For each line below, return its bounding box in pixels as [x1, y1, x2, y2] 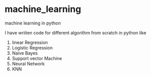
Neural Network [11, 60, 45, 66]
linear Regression [11, 39, 48, 45]
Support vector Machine [11, 55, 62, 61]
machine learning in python [4, 20, 61, 26]
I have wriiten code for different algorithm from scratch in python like [4, 29, 146, 35]
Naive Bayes [11, 50, 38, 56]
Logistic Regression [11, 44, 53, 50]
